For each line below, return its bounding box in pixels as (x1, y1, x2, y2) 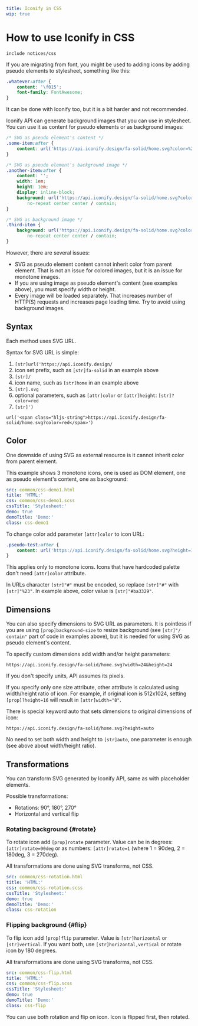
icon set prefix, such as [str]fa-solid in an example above (14, 366, 159, 373)
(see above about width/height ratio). (6, 742, 96, 750)
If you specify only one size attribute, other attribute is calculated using (6, 684, 179, 691)
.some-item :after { (6, 141, 54, 146)
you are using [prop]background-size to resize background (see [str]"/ (6, 627, 181, 634)
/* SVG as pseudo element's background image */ (6, 162, 128, 168)
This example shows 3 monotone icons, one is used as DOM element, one (6, 469, 186, 476)
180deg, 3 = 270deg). (6, 851, 59, 858)
